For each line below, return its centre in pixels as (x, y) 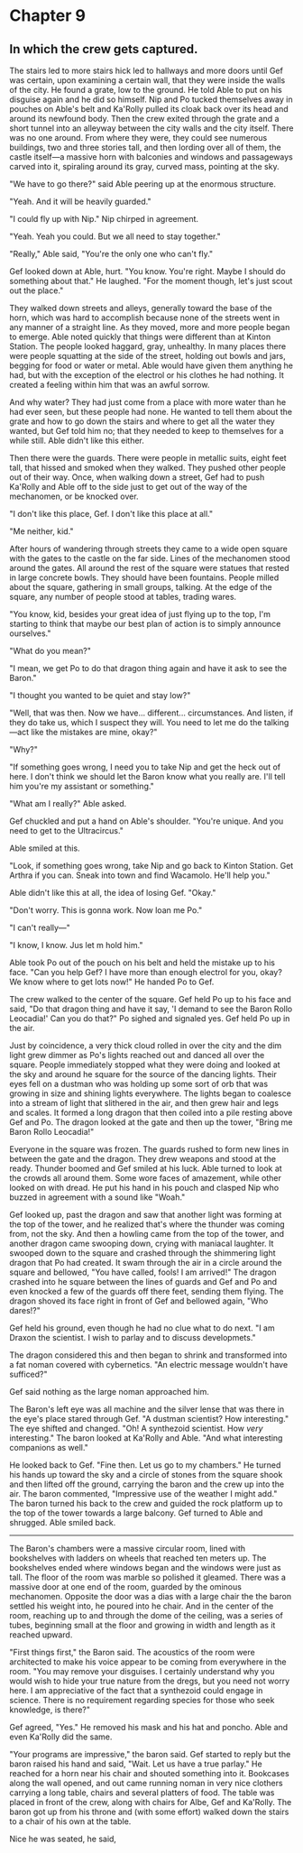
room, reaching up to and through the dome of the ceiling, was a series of (147, 1615)
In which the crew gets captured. (104, 49)
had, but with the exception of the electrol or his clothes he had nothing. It (147, 375)
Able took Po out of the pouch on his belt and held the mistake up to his (142, 963)
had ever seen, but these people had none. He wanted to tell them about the (151, 412)
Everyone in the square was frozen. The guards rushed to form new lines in (149, 1149)
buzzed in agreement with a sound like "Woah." (97, 1197)
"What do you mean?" (50, 651)
